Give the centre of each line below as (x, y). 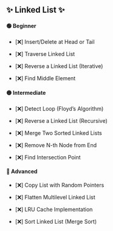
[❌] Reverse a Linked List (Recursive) (61, 120)
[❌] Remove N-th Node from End (56, 145)
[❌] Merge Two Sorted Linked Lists (58, 133)
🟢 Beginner (21, 26)
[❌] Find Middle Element (45, 78)
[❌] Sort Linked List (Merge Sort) (56, 222)
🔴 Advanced (22, 171)
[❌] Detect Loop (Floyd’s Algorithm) (59, 108)
